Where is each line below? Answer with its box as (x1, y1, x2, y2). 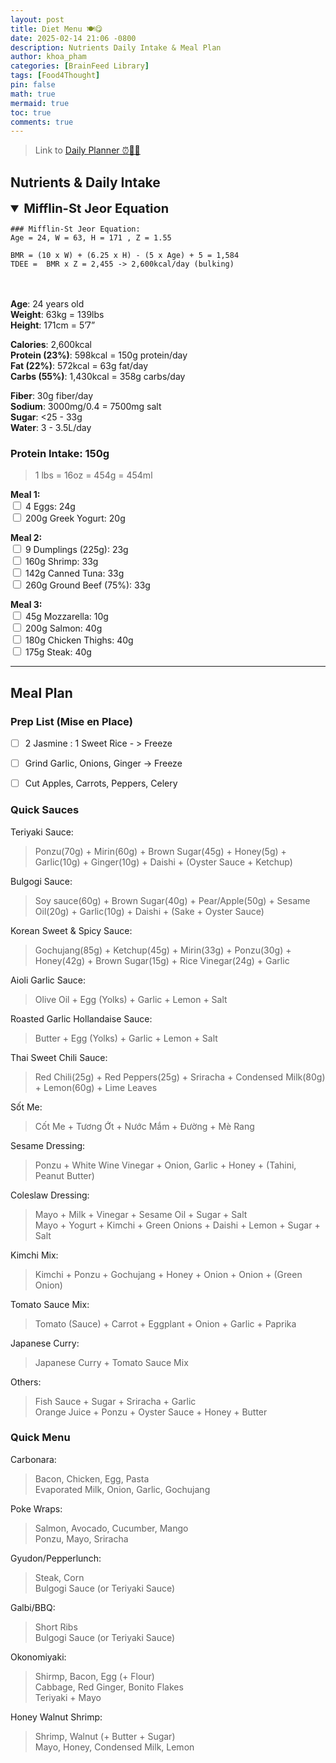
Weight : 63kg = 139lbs (10, 309, 105, 321)
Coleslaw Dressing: (10, 1189, 90, 1201)
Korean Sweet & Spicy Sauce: (10, 924, 133, 936)
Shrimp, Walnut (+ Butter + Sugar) (34, 1730, 176, 1742)
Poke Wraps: (10, 1502, 63, 1515)
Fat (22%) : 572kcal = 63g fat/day (10, 360, 148, 372)
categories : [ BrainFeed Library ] (10, 61, 150, 71)
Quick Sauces (10, 803, 80, 817)
